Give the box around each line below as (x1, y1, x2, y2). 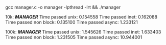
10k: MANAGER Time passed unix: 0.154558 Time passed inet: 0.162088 (5, 14, 157, 19)
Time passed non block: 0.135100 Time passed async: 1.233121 (5, 19, 138, 25)
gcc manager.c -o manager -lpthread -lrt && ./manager (5, 4, 121, 10)
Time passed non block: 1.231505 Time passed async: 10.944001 (5, 34, 143, 40)
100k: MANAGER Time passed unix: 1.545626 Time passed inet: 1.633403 (5, 29, 161, 34)
